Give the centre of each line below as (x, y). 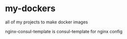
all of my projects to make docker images (47, 22)
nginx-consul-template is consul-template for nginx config (64, 31)
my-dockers (30, 9)
